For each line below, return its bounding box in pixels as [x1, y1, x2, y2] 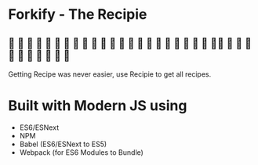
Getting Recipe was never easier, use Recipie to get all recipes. [8, 70, 212, 79]
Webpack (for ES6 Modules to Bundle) [19, 147, 144, 157]
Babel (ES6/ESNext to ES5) [19, 139, 107, 149]
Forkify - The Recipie [8, 5, 147, 23]
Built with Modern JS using [8, 97, 187, 115]
